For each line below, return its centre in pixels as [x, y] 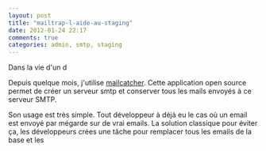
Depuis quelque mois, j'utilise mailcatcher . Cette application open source [127, 83]
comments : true [33, 38]
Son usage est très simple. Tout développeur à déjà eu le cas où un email [128, 115]
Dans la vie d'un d [38, 67]
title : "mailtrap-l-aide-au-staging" [71, 23]
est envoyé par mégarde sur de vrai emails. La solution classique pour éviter [133, 123]
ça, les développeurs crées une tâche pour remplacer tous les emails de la [130, 132]
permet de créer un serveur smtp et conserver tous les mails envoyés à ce [130, 91]
